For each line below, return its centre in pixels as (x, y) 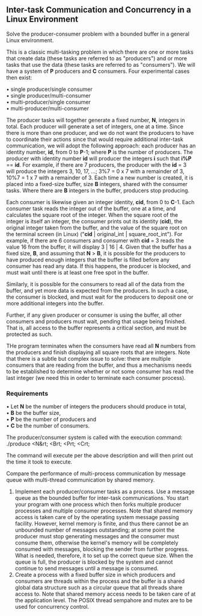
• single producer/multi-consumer (49, 95)
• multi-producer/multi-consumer (47, 108)
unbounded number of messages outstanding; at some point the (95, 530)
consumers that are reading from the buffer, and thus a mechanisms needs (99, 365)
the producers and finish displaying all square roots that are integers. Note (98, 352)
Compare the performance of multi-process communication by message (96, 474)
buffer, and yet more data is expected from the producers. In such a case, (98, 290)
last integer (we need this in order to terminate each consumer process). (96, 378)
